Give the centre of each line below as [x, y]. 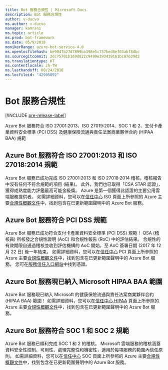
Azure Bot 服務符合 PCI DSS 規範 [56, 220]
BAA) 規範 [15, 138]
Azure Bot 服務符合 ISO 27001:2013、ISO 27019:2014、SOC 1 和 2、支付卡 [82, 125]
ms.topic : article [24, 33]
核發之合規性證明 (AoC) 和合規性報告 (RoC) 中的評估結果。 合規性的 [91, 239]
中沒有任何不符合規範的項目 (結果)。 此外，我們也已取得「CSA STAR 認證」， [84, 184]
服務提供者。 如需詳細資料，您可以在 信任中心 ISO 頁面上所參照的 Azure [83, 196]
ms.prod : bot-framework [30, 38]
